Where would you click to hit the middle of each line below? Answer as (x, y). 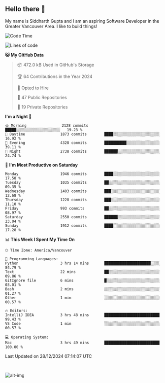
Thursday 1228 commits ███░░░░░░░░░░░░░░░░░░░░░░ (82, 200)
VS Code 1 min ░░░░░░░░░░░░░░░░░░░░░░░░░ (82, 323)
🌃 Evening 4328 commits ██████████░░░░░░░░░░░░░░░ (82, 143)
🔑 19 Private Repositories (42, 107)
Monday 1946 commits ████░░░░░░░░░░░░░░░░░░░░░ (82, 174)
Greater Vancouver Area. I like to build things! (51, 26)
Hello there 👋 (25, 9)
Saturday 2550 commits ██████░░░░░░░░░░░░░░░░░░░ (82, 217)
